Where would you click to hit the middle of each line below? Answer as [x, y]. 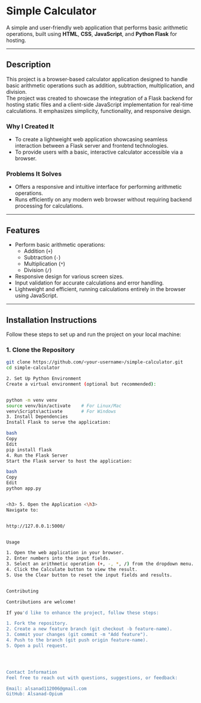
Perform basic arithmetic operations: [60, 245]
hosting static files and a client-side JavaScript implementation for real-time [100, 104]
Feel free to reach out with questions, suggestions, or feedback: [92, 678]
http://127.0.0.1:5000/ [36, 526]
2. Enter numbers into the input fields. [59, 558]
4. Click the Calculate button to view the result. [72, 570]
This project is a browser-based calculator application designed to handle [97, 79]
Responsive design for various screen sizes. [69, 277]
